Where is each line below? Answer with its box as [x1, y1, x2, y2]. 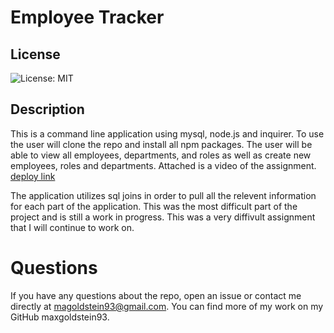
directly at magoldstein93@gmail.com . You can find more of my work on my [10, 300, 324, 312]
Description [10, 101, 85, 118]
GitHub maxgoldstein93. [10, 311, 110, 323]
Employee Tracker [10, 6, 165, 29]
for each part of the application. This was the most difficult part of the [10, 200, 298, 212]
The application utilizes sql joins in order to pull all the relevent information [10, 189, 317, 201]
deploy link [10, 170, 56, 182]
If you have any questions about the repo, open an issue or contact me [10, 289, 302, 301]
